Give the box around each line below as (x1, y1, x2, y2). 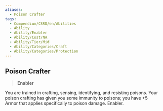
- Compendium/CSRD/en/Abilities (9, 21, 77, 26)
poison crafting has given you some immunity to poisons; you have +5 (5, 95, 148, 101)
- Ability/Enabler (9, 30, 48, 35)
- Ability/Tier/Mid (9, 40, 50, 45)
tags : (5, 16, 16, 21)
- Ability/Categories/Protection (9, 49, 79, 54)
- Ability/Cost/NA (9, 35, 48, 40)
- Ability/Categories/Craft (9, 44, 68, 49)
